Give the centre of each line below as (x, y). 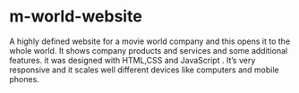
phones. (25, 79)
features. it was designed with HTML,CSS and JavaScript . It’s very (132, 60)
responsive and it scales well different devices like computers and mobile (144, 70)
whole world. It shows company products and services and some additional (149, 50)
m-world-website (76, 17)
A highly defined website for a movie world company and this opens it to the (150, 41)
